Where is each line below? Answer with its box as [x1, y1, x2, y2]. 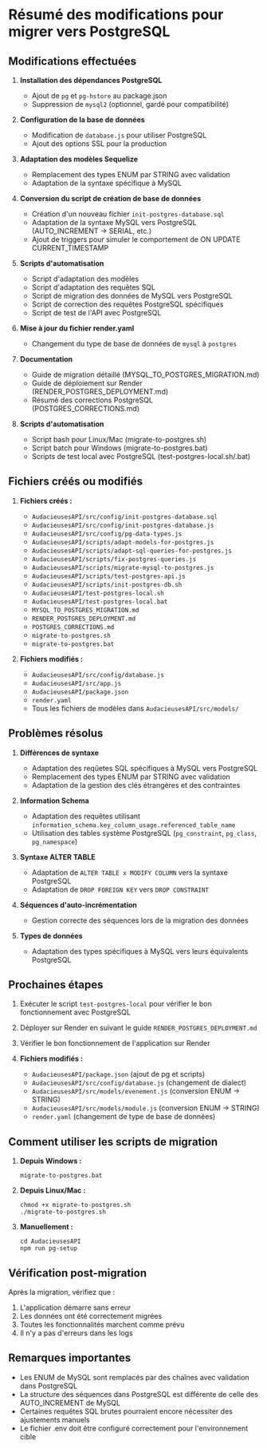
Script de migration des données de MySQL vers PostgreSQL [31, 291, 233, 300]
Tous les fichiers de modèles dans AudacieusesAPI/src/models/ [31, 703, 239, 713]
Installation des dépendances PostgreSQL [19, 76, 163, 85]
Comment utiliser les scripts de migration [8, 1135, 218, 1149]
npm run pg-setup [19, 1244, 78, 1252]
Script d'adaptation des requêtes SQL [31, 283, 155, 292]
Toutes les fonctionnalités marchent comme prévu [19, 1319, 185, 1330]
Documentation [19, 354, 73, 364]
